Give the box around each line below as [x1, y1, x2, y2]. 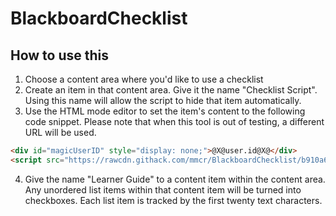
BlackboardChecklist [10, 7, 188, 30]
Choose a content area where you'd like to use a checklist [24, 73, 264, 85]
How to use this [10, 47, 110, 64]
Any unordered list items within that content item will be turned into [24, 183, 302, 196]
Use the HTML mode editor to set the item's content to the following [24, 105, 306, 117]
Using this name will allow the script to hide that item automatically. [24, 95, 302, 106]
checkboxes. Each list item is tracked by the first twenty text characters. [24, 194, 323, 206]
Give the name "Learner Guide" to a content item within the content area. [24, 173, 326, 185]
